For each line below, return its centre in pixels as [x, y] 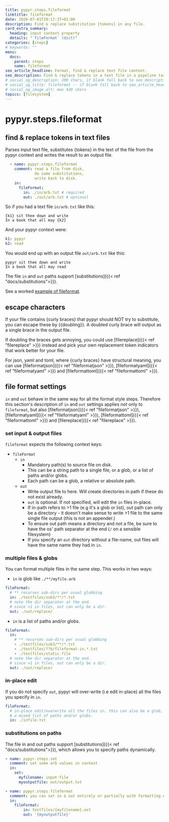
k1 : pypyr [16, 239]
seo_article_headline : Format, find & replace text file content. [76, 71]
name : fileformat [32, 66]
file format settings [36, 387]
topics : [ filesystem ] [28, 94]
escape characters [35, 307]
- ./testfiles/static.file [43, 654]
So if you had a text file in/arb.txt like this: [50, 207]
